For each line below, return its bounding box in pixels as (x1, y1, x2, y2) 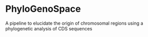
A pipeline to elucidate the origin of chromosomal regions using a (5, 20, 143, 26)
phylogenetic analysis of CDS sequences (5, 25, 92, 31)
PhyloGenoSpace (5, 3, 81, 15)
